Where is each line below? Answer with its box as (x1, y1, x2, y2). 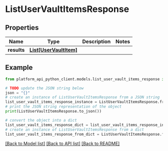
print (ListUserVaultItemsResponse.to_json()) (5, 109, 101, 114)
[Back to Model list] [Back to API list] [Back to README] (5, 141, 120, 147)
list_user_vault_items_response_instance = (5, 100, 97, 105)
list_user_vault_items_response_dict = (5, 122, 88, 128)
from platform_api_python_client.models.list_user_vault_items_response (5, 76, 160, 82)
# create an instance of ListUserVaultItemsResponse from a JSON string (5, 95, 160, 100)
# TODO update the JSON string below (5, 86, 84, 91)
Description (82, 38, 111, 45)
